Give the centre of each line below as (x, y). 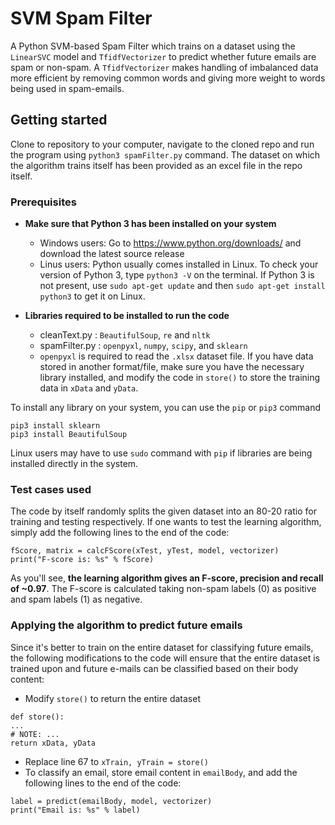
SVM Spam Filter (81, 18)
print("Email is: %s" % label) (75, 810)
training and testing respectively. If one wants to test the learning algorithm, (166, 522)
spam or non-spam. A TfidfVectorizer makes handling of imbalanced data (164, 67)
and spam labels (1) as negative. (76, 599)
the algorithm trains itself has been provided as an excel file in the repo (156, 165)
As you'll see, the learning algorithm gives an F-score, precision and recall (167, 578)
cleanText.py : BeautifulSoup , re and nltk (125, 335)
